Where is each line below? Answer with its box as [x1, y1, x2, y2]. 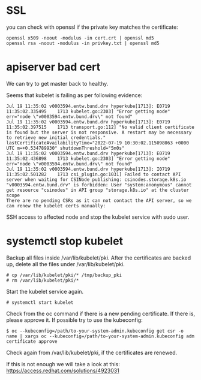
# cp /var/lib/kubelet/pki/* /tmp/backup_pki [6, 272, 122, 278]
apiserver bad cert [6, 61, 101, 74]
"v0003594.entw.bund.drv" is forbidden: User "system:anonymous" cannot [6, 182, 192, 188]
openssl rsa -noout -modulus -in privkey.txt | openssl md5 [6, 40, 160, 46]
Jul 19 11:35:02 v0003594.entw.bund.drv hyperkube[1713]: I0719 [6, 166, 170, 172]
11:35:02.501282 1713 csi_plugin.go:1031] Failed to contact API [6, 171, 181, 177]
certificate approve [6, 338, 58, 345]
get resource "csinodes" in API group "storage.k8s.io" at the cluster [6, 187, 189, 193]
